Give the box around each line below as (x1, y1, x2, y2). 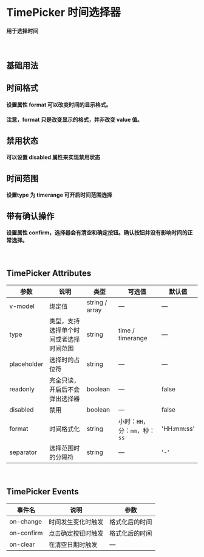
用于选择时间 (6, 27, 38, 34)
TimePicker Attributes (6, 268, 92, 279)
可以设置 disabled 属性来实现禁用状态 (6, 153, 101, 161)
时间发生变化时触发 (48, 517, 104, 526)
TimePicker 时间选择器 (6, 5, 121, 19)
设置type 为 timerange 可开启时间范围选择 (6, 191, 112, 198)
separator (9, 448, 38, 457)
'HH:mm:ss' (161, 424, 195, 433)
